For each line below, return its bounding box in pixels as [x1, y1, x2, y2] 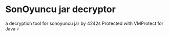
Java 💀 [5, 25, 19, 31]
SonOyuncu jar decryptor [5, 4, 116, 15]
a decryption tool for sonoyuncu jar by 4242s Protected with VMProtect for [5, 20, 164, 26]
